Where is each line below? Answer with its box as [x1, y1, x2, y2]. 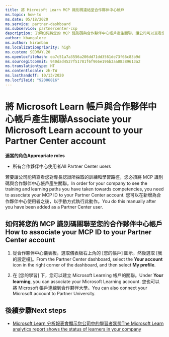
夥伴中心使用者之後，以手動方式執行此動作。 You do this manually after [9, 198, 156, 204]
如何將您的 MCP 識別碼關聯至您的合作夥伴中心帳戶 [5, 220, 162, 228]
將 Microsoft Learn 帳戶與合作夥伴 [5, 101, 148, 112]
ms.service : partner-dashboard [5, 21, 71, 27]
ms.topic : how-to [5, 12, 42, 17]
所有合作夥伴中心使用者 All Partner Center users [12, 163, 111, 169]
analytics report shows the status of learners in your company [12, 326, 142, 332]
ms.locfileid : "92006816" [5, 78, 59, 83]
